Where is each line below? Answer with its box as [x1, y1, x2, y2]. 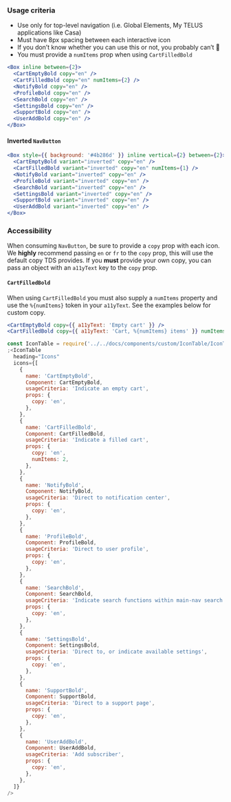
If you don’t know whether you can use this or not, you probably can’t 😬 [16, 43, 220, 52]
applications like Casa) [16, 28, 82, 37]
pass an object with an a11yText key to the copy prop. [7, 264, 158, 272]
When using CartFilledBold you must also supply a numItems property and [7, 293, 218, 302]
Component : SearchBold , [25, 591, 94, 598]
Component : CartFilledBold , [25, 430, 107, 437]
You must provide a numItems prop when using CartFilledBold [16, 50, 192, 59]
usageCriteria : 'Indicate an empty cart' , [25, 385, 149, 392]
